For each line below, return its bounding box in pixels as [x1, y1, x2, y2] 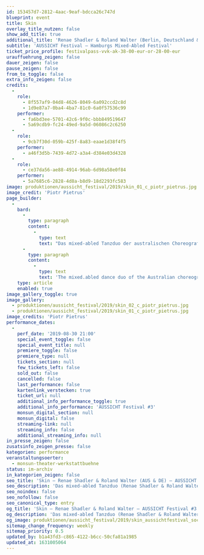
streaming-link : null [17, 421, 72, 427]
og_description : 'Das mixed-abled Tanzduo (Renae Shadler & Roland [6, 511, 181, 517]
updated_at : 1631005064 [6, 540, 67, 546]
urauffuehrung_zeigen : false [6, 54, 80, 60]
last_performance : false [17, 381, 80, 387]
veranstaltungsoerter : [6, 455, 64, 461]
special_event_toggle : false [17, 336, 91, 342]
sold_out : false [17, 370, 59, 376]
